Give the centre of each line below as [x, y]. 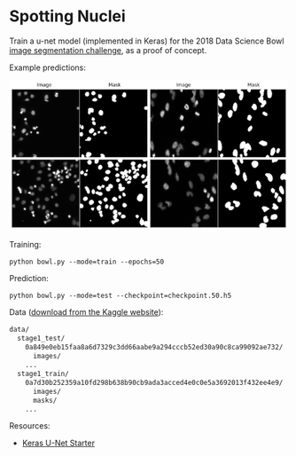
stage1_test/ [41, 338]
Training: [25, 244]
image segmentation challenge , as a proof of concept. [108, 50]
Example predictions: [48, 67]
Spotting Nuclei [67, 16]
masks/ [45, 400]
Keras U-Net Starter [58, 443]
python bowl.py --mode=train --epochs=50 [87, 262]
